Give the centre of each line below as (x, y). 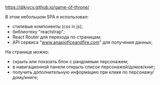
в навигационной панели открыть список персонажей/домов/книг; (84, 67)
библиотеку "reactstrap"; (39, 32)
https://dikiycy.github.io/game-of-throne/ (47, 7)
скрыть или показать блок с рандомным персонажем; (70, 61)
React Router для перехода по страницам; (57, 37)
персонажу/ (141, 72)
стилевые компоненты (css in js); (47, 26)
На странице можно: (27, 52)
